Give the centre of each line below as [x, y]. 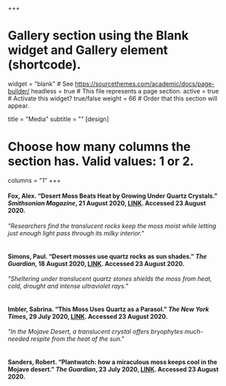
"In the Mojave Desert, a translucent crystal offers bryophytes [96, 332]
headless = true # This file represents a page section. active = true [125, 91]
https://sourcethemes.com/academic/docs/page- [145, 84]
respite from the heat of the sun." [77, 339]
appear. [18, 105]
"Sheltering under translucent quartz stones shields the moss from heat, [110, 279]
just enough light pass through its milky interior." [76, 234]
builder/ [19, 91]
